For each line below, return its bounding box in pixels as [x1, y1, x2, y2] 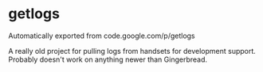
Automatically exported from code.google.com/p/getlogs [8, 31, 195, 40]
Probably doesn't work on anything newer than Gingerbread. [8, 55, 208, 64]
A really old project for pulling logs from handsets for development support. [8, 46, 257, 55]
